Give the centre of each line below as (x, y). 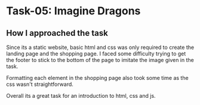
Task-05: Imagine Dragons (73, 11)
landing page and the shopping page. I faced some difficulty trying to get (96, 54)
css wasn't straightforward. (40, 84)
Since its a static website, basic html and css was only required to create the (100, 47)
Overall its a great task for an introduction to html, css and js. (81, 96)
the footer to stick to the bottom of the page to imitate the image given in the (100, 60)
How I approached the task (57, 33)
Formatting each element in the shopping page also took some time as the (98, 78)
